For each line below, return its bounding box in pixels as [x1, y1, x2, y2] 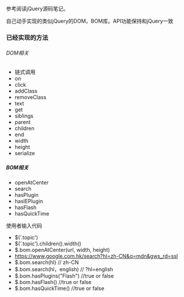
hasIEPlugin [14, 198, 43, 205]
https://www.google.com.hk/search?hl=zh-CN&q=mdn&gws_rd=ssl [14, 252, 178, 260]
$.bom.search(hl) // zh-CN [14, 259, 79, 266]
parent [14, 119, 31, 126]
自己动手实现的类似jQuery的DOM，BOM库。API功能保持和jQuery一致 [6, 18, 174, 25]
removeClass [14, 94, 47, 101]
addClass [14, 87, 38, 95]
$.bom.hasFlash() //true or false [14, 279, 92, 286]
